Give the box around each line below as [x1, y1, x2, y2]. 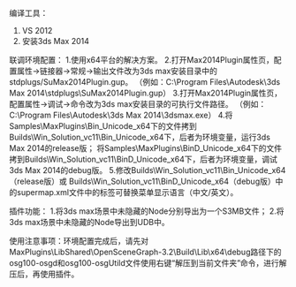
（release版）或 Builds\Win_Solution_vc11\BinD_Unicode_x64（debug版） [9, 176, 276, 186]
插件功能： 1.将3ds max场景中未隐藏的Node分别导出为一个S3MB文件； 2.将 [9, 206, 285, 216]
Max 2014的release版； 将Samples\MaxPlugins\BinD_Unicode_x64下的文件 [9, 143, 283, 153]
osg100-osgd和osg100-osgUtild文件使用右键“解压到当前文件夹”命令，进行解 [9, 258, 287, 268]
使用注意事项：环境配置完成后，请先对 [9, 236, 148, 245]
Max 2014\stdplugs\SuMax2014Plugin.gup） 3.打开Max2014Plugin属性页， [9, 87, 283, 98]
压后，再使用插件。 [9, 268, 80, 279]
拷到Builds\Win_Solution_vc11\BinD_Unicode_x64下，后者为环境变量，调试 [9, 154, 278, 164]
